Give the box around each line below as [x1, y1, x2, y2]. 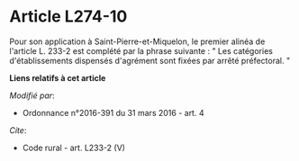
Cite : [9, 124, 27, 136]
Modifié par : [9, 90, 56, 101]
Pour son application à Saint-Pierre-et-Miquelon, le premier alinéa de [9, 36, 266, 47]
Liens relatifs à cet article [9, 72, 106, 83]
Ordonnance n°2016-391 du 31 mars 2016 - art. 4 [22, 107, 204, 118]
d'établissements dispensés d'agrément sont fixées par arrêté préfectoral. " [9, 55, 291, 66]
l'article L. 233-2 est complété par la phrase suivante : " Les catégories [9, 45, 273, 56]
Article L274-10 [9, 6, 128, 27]
